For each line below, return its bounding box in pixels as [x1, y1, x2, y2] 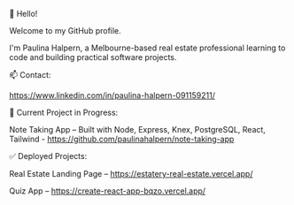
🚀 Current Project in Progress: [9, 107, 119, 118]
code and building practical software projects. [9, 52, 177, 62]
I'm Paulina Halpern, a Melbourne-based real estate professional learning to [9, 42, 286, 53]
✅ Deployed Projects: [9, 151, 88, 161]
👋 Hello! [9, 9, 38, 19]
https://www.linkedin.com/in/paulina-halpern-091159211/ [9, 90, 215, 101]
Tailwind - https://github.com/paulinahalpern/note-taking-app [9, 133, 235, 144]
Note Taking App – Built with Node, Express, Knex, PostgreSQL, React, [9, 125, 266, 134]
